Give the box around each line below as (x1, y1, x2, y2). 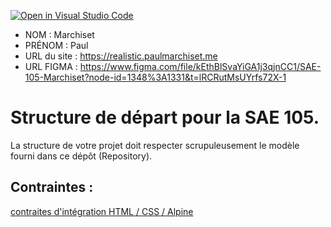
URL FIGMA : (24, 61, 78, 72)
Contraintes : (10, 179, 94, 196)
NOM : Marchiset (24, 29, 95, 40)
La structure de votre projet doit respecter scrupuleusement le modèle (10, 139, 300, 151)
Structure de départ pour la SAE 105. (10, 106, 320, 129)
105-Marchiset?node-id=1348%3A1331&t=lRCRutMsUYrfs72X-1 (24, 71, 287, 83)
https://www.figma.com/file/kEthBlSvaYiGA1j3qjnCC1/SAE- (79, 61, 322, 72)
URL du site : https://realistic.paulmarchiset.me (24, 50, 218, 62)
